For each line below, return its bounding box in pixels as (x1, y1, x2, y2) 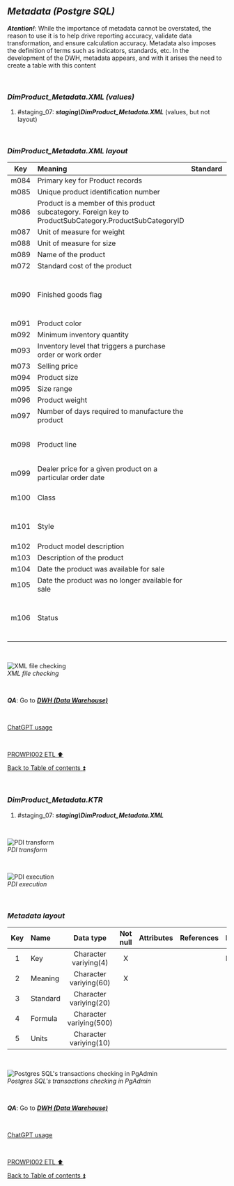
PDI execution (7, 879, 47, 888)
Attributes (139, 933, 173, 943)
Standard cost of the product (37, 261, 132, 271)
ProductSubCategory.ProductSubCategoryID (37, 216, 185, 226)
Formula (30, 1014, 58, 1023)
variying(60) (69, 978, 111, 987)
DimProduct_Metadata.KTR (7, 795, 103, 805)
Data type (73, 933, 107, 943)
